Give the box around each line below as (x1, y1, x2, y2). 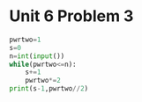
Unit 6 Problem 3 (9, 6, 134, 26)
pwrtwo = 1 (9, 35, 41, 44)
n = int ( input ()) (9, 51, 65, 61)
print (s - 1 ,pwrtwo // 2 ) (9, 84, 89, 93)
